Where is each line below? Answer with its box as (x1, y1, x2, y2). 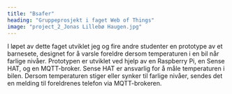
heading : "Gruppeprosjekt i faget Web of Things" (7, 17, 155, 24)
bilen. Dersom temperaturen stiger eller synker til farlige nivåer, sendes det (7, 72, 223, 80)
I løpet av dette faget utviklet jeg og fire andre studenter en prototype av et (7, 42, 223, 51)
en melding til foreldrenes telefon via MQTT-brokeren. (7, 79, 162, 88)
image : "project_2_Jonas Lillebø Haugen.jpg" (7, 23, 142, 30)
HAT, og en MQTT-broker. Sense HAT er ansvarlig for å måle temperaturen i (7, 64, 225, 73)
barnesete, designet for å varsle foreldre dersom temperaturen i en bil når (7, 49, 219, 58)
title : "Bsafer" (7, 10, 55, 17)
